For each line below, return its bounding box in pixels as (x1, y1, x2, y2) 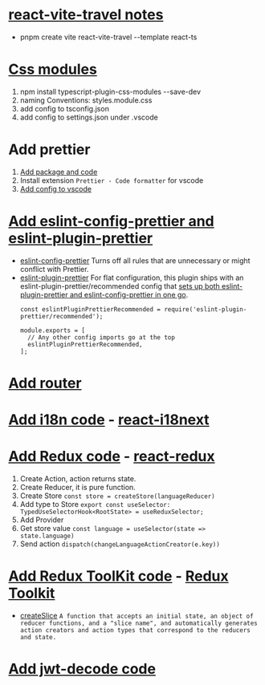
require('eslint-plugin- (164, 305, 247, 314)
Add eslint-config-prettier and (8, 213, 214, 230)
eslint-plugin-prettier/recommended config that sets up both (19, 281, 221, 290)
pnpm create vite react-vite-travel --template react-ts (19, 32, 198, 42)
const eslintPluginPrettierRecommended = (19, 305, 161, 314)
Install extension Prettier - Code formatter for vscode (19, 175, 204, 185)
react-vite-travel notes (8, 6, 164, 24)
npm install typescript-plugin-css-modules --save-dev (19, 87, 202, 96)
